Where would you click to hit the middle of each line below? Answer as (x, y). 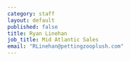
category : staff (31, 14)
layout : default (31, 20)
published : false (33, 27)
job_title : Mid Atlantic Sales (53, 40)
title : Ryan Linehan (38, 33)
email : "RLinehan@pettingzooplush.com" (66, 46)
